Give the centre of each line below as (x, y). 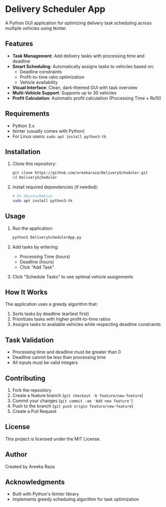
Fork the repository (32, 390)
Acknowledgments (35, 482)
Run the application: (33, 228)
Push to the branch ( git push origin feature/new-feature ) (73, 406)
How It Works (27, 292)
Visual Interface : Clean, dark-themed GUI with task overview (75, 87)
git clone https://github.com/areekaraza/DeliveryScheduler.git (80, 173)
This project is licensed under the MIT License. (53, 439)
